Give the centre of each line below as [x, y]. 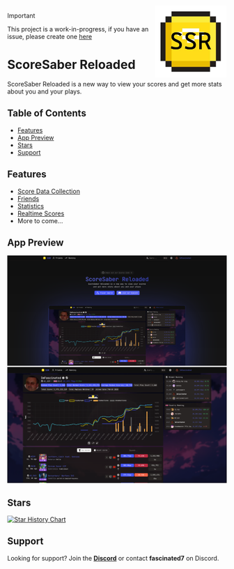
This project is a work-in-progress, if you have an [78, 29]
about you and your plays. [45, 91]
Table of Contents [47, 113]
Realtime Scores [41, 213]
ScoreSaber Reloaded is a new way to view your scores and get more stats [115, 84]
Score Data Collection [48, 191]
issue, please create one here [50, 37]
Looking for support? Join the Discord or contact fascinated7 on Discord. [113, 558]
